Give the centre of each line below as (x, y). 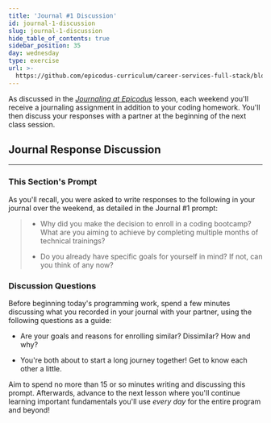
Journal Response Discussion (85, 150)
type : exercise (34, 61)
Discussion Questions (52, 285)
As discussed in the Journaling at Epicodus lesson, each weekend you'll (128, 98)
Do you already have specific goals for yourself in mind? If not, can (152, 256)
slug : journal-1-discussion (56, 31)
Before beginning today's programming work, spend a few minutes (119, 304)
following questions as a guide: (60, 321)
